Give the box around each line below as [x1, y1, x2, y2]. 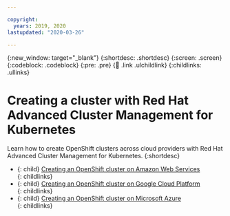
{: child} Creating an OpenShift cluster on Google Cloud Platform [17, 180, 201, 188]
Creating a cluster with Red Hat [7, 92, 189, 108]
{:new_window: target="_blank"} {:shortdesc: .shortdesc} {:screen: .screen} [7, 54, 222, 62]
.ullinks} [7, 68, 30, 76]
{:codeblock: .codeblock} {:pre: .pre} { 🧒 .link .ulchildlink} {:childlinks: [7, 61, 202, 69]
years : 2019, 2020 [13, 22, 67, 30]
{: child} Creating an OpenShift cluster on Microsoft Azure [17, 194, 181, 203]
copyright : [7, 16, 39, 23]
